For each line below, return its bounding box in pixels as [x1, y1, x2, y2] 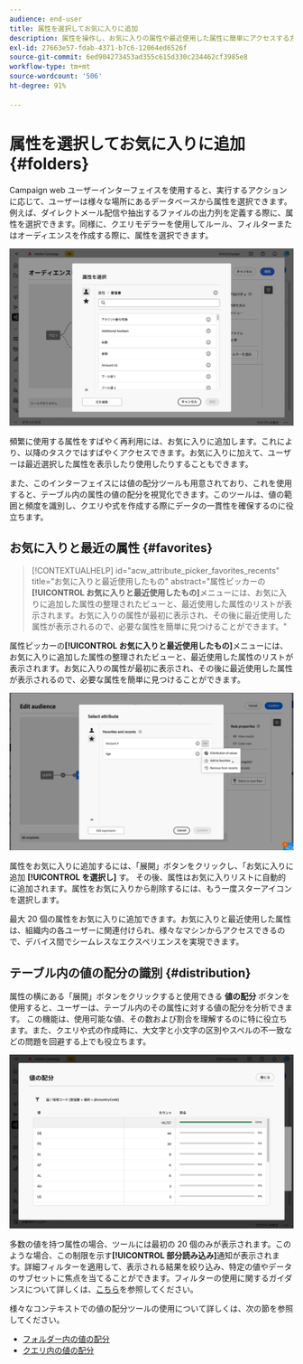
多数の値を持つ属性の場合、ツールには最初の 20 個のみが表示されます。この [9, 1238, 291, 1249]
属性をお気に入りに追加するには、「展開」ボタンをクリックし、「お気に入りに [9, 861, 294, 872]
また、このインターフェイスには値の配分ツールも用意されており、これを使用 [9, 478, 293, 489]
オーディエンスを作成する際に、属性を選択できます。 [16, 229, 214, 240]
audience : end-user [9, 14, 83, 23]
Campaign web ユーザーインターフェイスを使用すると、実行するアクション [9, 184, 288, 195]
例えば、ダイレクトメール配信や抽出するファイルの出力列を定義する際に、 [9, 207, 286, 218]
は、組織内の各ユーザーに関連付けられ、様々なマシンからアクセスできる [9, 925, 278, 936]
